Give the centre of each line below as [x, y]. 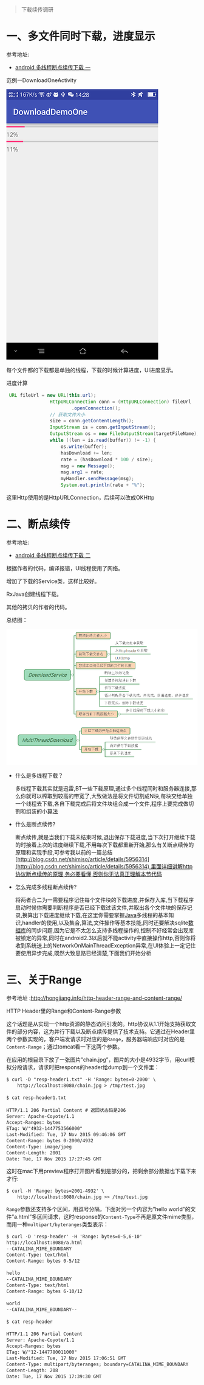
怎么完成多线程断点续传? [46, 887]
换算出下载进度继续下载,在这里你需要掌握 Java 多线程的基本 [95, 915]
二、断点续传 [39, 524]
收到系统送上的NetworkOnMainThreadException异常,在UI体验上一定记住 [105, 945]
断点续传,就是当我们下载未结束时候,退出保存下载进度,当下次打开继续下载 [105, 837]
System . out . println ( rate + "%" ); [103, 485]
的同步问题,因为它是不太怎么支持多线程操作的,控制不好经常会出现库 [110, 930]
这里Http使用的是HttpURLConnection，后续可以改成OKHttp [80, 498]
